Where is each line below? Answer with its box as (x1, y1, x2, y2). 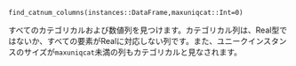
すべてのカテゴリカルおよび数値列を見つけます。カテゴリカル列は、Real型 (8, 25, 280, 35)
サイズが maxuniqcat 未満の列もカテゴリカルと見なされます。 (23, 47, 242, 57)
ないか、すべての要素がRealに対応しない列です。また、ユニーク (15, 36, 249, 46)
